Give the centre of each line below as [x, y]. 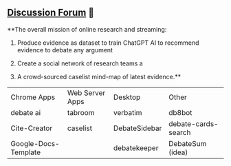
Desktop [127, 97]
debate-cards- [193, 123]
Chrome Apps [33, 97]
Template [26, 152]
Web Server [87, 92]
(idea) [178, 152]
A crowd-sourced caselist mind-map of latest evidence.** [99, 76]
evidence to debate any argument [65, 50]
